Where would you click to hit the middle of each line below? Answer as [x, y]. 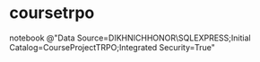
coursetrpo [52, 13]
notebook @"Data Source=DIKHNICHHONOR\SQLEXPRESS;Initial [130, 38]
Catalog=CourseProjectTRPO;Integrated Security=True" [112, 47]
